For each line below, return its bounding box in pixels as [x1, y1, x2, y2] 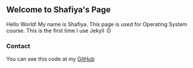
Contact [6, 42, 31, 50]
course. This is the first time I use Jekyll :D [6, 27, 111, 34]
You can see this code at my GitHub [6, 55, 95, 63]
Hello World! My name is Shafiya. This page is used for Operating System [6, 20, 188, 27]
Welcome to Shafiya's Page [6, 5, 111, 15]
